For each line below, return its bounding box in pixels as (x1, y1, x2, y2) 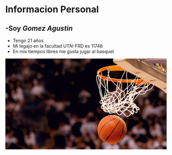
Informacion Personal (5, 4, 99, 15)
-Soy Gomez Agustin (5, 24, 73, 33)
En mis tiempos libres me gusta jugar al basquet (12, 49, 114, 54)
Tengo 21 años (12, 37, 44, 43)
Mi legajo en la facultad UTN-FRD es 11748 (12, 43, 103, 49)
